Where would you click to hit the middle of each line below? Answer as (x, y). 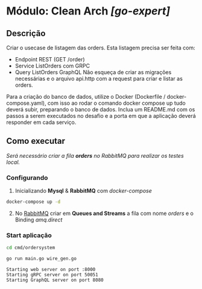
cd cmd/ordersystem (31, 248)
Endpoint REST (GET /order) (50, 59)
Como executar (36, 141)
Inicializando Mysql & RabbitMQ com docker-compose (84, 191)
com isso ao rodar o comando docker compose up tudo (116, 103)
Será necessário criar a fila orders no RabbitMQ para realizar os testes (95, 155)
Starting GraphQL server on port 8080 (55, 280)
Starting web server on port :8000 (51, 270)
